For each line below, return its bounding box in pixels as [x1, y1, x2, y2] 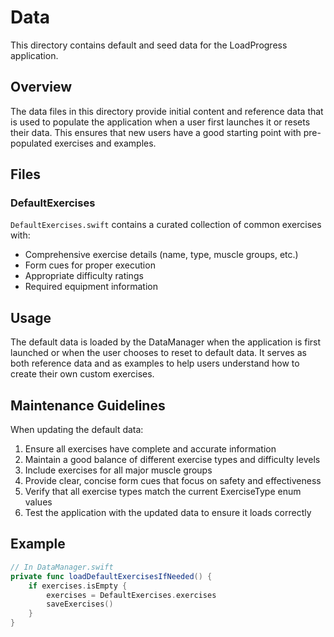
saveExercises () [46, 599, 114, 610]
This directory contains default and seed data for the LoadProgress [10, 39, 288, 51]
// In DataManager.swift [10, 562, 114, 572]
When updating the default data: [10, 424, 144, 436]
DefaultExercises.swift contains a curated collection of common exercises [10, 219, 322, 231]
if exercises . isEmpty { [28, 581, 128, 591]
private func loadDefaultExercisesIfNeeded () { [10, 571, 213, 581]
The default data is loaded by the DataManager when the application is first [10, 336, 322, 348]
